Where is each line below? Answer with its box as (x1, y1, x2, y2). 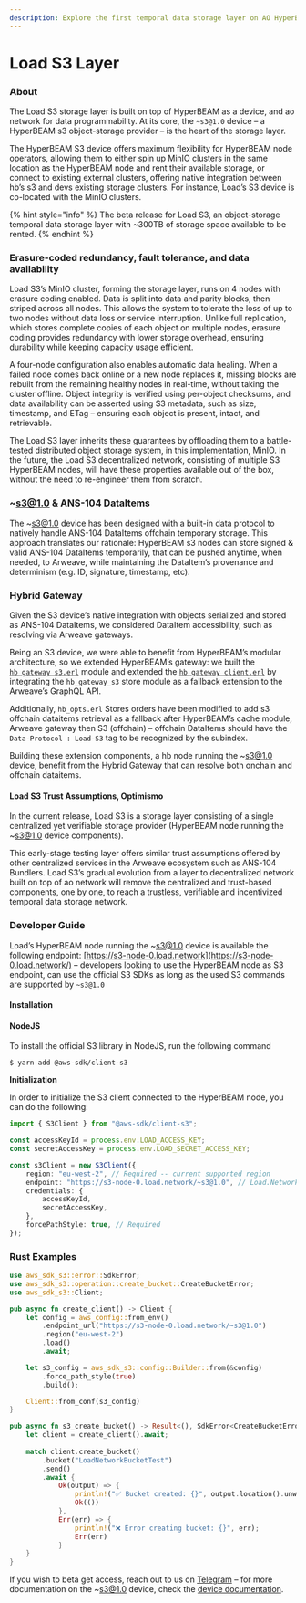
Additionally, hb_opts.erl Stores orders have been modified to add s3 (9, 704, 270, 714)
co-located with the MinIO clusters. (9, 192, 142, 203)
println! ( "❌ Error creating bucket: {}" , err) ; (74, 1524, 260, 1533)
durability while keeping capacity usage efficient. (9, 341, 194, 352)
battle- (266, 435, 292, 446)
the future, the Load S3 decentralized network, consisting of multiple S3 (9, 455, 280, 466)
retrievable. (9, 417, 53, 429)
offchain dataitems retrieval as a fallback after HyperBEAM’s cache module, (9, 713, 293, 724)
